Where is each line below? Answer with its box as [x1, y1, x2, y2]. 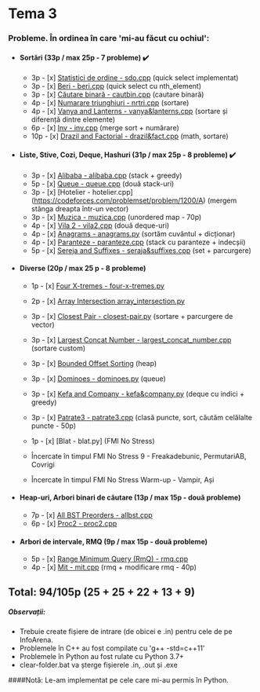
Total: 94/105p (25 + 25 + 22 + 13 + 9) [8, 585, 196, 599]
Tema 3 [8, 5, 57, 23]
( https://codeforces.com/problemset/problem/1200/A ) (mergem [31, 196, 237, 205]
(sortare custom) [31, 343, 86, 353]
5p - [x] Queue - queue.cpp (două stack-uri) [31, 178, 175, 189]
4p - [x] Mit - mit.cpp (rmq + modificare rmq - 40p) [31, 562, 197, 572]
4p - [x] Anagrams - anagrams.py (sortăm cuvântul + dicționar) [31, 229, 236, 238]
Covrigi [31, 460, 55, 469]
